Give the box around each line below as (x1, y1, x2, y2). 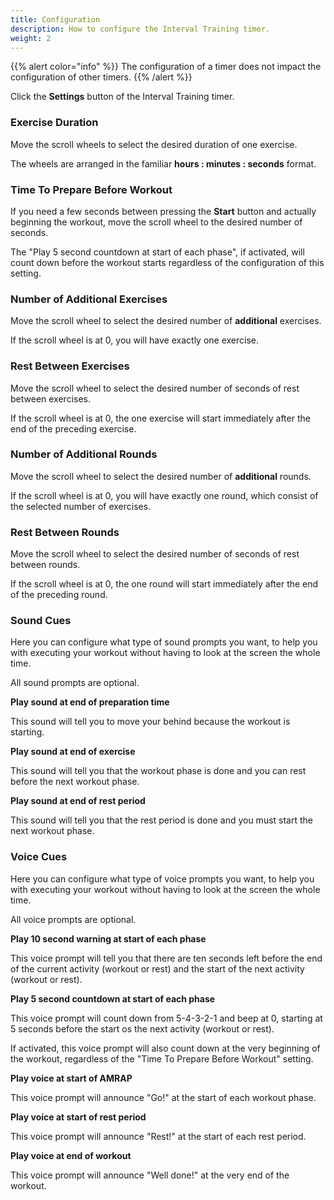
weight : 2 (10, 33, 52, 43)
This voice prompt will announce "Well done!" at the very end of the (10, 1169, 290, 1181)
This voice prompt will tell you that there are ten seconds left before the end (10, 952, 323, 964)
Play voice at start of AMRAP (10, 1072, 133, 1084)
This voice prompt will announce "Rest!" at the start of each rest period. (10, 1130, 307, 1142)
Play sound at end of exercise (10, 746, 136, 758)
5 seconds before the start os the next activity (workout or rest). (10, 1022, 275, 1035)
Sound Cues (10, 614, 72, 628)
